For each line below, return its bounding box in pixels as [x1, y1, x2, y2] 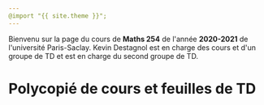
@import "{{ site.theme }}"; [8, 11, 107, 20]
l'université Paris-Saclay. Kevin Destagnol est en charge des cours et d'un [8, 42, 257, 52]
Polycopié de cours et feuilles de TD [8, 79, 257, 98]
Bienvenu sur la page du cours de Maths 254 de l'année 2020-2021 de [8, 34, 249, 44]
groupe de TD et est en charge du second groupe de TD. [8, 51, 199, 61]
